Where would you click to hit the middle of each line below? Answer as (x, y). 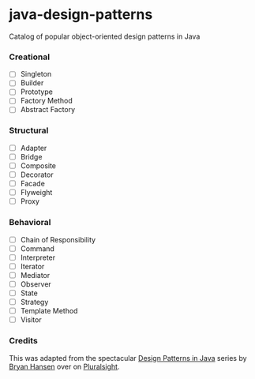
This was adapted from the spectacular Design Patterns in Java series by (128, 358)
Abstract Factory (48, 110)
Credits (23, 341)
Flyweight (36, 193)
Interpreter (38, 257)
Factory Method (47, 101)
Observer (36, 284)
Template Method (49, 311)
